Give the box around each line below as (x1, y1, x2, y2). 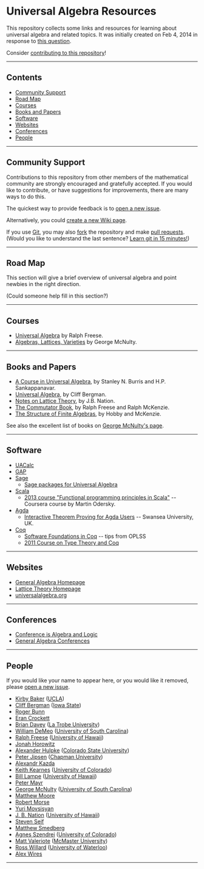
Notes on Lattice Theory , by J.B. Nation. (15, 397, 115, 404)
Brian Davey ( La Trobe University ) (15, 721, 100, 728)
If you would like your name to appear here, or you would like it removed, (6, 677, 189, 684)
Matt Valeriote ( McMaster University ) (15, 837, 108, 845)
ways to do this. (6, 193, 46, 200)
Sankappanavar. (15, 385, 56, 391)
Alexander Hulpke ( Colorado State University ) (15, 747, 129, 754)
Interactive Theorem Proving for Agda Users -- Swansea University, (24, 513, 194, 520)
